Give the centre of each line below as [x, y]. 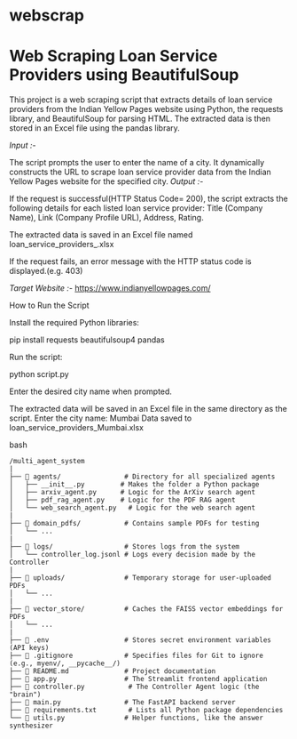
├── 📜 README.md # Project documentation [113, 671]
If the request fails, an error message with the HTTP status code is [130, 261]
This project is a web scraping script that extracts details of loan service [141, 100]
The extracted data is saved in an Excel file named [101, 235]
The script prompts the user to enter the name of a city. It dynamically [137, 163]
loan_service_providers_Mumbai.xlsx [77, 428]
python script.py [39, 374]
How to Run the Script [50, 305]
